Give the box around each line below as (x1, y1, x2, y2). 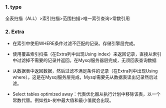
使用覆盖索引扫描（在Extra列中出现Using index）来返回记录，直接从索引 (12, 51, 161, 57)
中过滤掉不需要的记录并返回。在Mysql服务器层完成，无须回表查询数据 (12, 57, 156, 63)
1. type (5, 3, 22, 10)
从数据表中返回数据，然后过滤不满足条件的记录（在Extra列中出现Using (12, 67, 158, 73)
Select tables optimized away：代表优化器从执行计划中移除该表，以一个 (12, 91, 161, 97)
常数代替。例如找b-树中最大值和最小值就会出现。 (12, 97, 114, 103)
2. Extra (5, 28, 24, 35)
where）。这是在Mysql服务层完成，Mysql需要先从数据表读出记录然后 (12, 74, 153, 80)
